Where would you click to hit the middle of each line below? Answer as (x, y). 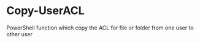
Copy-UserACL (45, 11)
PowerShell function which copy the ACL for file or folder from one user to (100, 28)
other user (19, 34)
